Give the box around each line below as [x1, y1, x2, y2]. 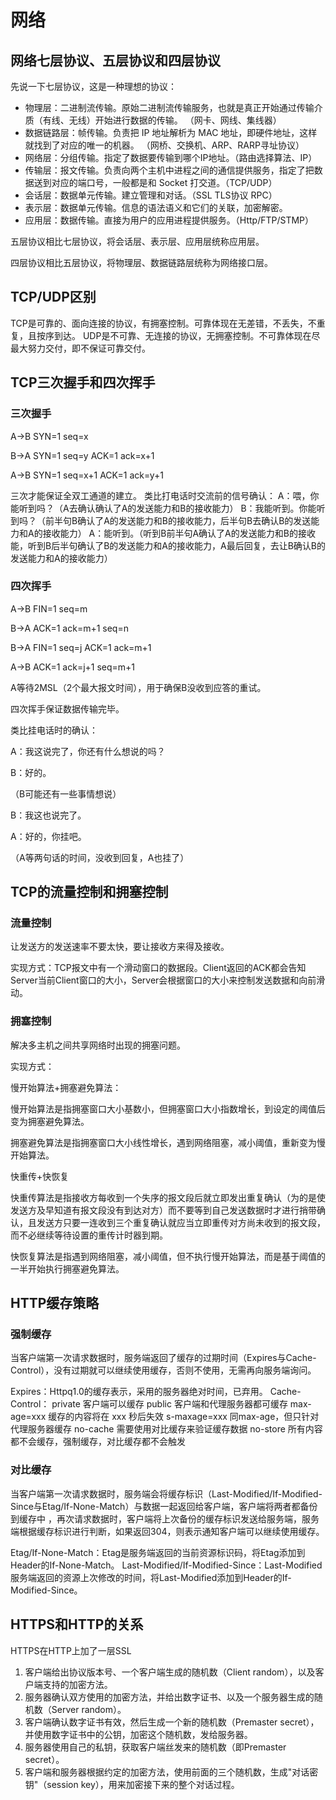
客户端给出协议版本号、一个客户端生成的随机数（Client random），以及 [24, 1666, 316, 1678]
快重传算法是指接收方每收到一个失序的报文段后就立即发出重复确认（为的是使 [10, 1191, 326, 1203]
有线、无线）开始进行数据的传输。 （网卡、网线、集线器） [42, 114, 282, 126]
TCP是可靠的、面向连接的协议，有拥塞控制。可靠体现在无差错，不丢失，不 [10, 317, 317, 329]
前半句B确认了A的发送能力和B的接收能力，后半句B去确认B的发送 [44, 514, 312, 526]
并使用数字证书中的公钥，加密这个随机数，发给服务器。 [24, 1728, 253, 1740]
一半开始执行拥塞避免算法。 [10, 1262, 125, 1275]
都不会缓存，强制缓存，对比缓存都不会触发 [10, 1436, 186, 1448]
